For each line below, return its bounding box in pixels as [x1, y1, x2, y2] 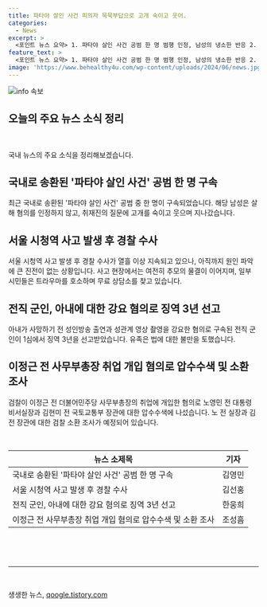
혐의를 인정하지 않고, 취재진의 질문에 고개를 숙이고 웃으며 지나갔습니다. [16, 208, 235, 217]
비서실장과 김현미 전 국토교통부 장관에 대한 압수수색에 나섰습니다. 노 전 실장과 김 [8, 407, 257, 417]
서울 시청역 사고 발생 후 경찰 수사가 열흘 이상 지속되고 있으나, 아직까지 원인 [8, 257, 239, 266]
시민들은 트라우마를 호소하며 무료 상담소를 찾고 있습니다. [8, 276, 183, 286]
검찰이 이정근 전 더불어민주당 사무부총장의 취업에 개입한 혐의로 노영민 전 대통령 [8, 397, 253, 407]
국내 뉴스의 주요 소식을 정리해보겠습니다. [8, 150, 133, 159]
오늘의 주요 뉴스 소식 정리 [8, 112, 125, 126]
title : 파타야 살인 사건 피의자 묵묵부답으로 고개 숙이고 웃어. [8, 11, 188, 20]
